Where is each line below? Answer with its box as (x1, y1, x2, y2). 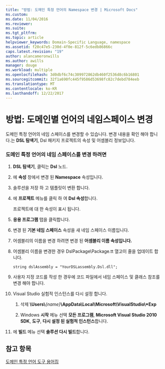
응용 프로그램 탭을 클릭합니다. (12, 216, 70, 222)
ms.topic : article (5, 35, 44, 40)
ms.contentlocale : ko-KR (5, 86, 57, 91)
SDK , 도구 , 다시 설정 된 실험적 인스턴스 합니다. (20, 318, 108, 324)
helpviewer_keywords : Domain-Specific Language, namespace (5, 40, 131, 45)
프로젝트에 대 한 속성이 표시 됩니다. (12, 205, 81, 212)
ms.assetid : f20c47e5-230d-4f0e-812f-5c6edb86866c (5, 44, 113, 49)
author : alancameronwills (5, 53, 59, 59)
